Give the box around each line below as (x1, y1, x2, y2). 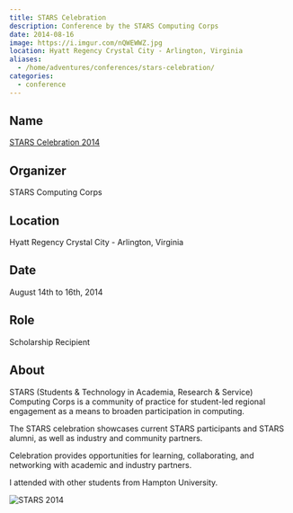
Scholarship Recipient (9, 336, 91, 347)
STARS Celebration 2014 (9, 137, 101, 148)
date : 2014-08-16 (9, 30, 75, 39)
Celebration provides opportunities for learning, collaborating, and (9, 450, 254, 461)
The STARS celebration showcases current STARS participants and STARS (9, 423, 285, 434)
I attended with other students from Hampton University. (9, 477, 218, 488)
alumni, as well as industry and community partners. (9, 432, 203, 443)
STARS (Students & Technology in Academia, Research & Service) (9, 386, 253, 397)
